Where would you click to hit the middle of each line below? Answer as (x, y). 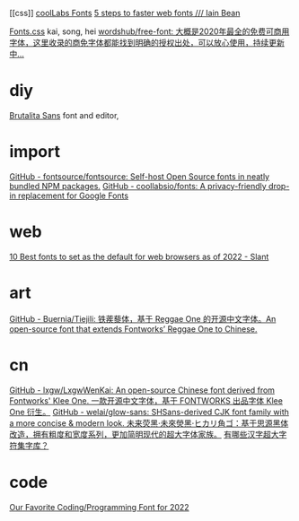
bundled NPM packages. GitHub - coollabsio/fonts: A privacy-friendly (138, 186)
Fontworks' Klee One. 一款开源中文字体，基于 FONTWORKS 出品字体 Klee (146, 400)
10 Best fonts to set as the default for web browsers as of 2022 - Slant (139, 256)
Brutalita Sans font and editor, (64, 115)
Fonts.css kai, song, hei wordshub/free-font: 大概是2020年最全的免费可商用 (149, 31)
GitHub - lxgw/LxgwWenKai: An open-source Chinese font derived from (142, 390)
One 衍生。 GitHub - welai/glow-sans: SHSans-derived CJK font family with (149, 412)
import (35, 152)
